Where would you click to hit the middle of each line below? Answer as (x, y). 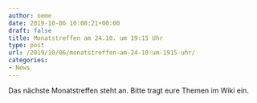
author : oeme (30, 16)
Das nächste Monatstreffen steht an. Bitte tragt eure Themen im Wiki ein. (128, 90)
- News (19, 68)
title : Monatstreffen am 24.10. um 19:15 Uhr (86, 38)
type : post (27, 46)
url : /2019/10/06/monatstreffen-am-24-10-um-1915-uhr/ (102, 53)
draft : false (30, 30)
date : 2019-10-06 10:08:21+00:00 (64, 23)
